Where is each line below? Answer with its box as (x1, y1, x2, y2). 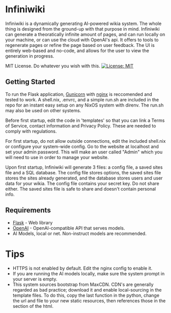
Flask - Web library (12, 219, 53, 225)
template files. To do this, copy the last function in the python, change (12, 292, 159, 298)
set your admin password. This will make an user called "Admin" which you (5, 149, 163, 155)
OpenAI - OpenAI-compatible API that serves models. (12, 225, 125, 231)
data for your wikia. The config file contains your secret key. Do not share (5, 180, 159, 187)
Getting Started (5, 77, 55, 86)
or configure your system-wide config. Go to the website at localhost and (5, 143, 159, 149)
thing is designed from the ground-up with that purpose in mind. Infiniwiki (5, 25, 160, 32)
